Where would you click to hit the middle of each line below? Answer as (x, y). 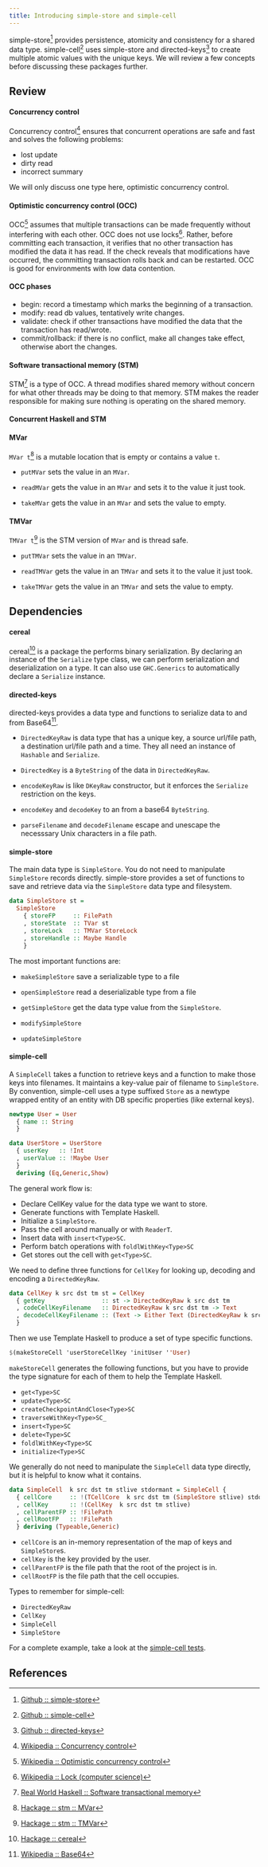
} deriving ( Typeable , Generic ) (68, 1527)
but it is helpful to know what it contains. (75, 1475)
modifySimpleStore (51, 1023)
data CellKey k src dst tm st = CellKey (77, 1293)
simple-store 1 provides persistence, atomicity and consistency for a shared (132, 39)
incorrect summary (52, 172)
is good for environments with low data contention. (92, 268)
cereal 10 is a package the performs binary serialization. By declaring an (126, 650)
